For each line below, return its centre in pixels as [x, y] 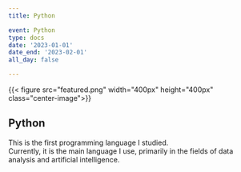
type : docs [26, 38]
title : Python [32, 16]
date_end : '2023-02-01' [48, 53]
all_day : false [34, 60]
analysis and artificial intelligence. [64, 159]
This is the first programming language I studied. [88, 142]
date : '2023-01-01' [41, 45]
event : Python [32, 30]
